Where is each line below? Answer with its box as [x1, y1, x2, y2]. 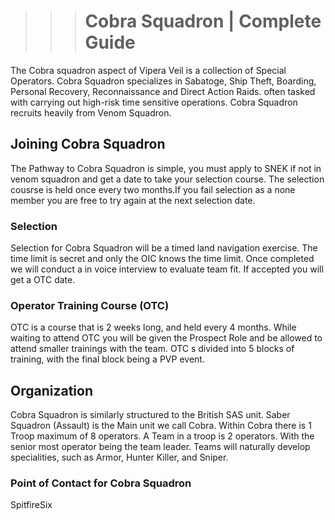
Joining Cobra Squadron [10, 136, 166, 153]
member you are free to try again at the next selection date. [10, 194, 256, 206]
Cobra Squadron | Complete [84, 10, 322, 33]
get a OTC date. [10, 274, 76, 286]
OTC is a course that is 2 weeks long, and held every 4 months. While [10, 321, 297, 334]
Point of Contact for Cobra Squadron [10, 476, 192, 490]
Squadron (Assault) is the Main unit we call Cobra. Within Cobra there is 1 [10, 420, 312, 432]
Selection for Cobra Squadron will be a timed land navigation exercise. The [10, 242, 318, 254]
